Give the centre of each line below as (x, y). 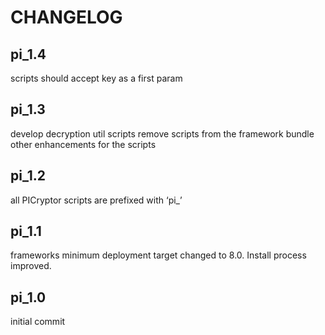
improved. (31, 266)
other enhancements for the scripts (83, 144)
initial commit (38, 322)
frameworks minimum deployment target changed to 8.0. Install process (158, 255)
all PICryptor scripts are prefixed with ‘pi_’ (96, 200)
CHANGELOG (66, 17)
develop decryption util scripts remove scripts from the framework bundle (162, 133)
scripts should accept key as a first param (96, 78)
